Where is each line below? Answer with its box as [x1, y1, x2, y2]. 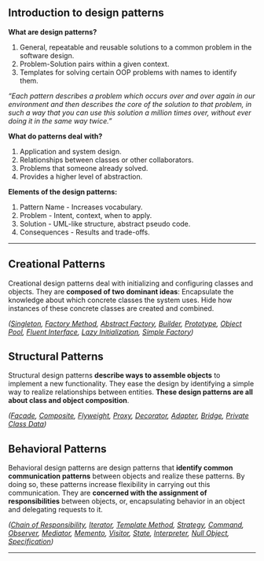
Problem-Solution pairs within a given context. [19, 59, 170, 68]
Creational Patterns [8, 257, 106, 271]
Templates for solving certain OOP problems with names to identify [19, 67, 237, 77]
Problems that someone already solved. [19, 163, 148, 172]
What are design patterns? [8, 27, 97, 36]
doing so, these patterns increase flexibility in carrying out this [8, 480, 211, 489]
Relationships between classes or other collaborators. [19, 155, 194, 164]
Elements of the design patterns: [8, 186, 118, 196]
